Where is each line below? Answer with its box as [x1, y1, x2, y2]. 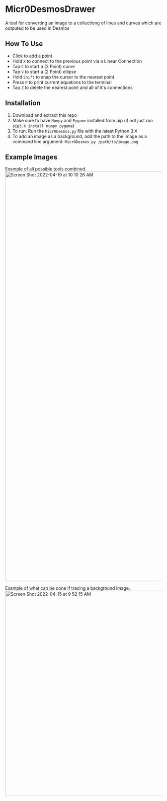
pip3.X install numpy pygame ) [12, 123, 75, 129]
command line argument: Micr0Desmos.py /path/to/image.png [12, 138, 138, 145]
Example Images [5, 153, 58, 161]
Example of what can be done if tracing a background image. [5, 585, 130, 591]
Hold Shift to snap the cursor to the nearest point [12, 74, 115, 80]
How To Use [5, 40, 43, 48]
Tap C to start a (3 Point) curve [12, 63, 75, 69]
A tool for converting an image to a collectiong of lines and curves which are [5, 20, 162, 26]
